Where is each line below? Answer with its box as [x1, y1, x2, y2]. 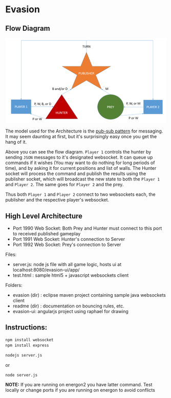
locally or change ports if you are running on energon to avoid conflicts [5, 387, 155, 393]
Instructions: [5, 323, 48, 332]
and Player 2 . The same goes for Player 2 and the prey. [5, 182, 124, 188]
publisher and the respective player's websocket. [5, 197, 109, 203]
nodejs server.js [5, 352, 42, 358]
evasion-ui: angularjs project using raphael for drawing [12, 308, 129, 315]
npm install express [5, 343, 50, 348]
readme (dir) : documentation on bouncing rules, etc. [12, 303, 124, 309]
